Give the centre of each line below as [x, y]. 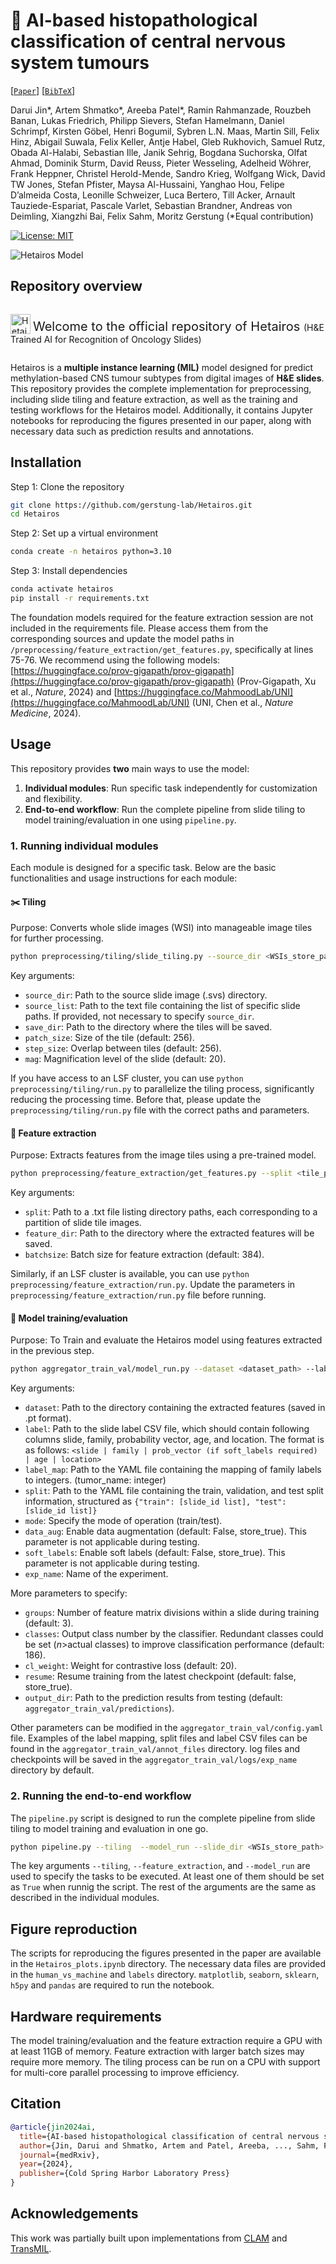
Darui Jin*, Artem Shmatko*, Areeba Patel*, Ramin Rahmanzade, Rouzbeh [161, 110]
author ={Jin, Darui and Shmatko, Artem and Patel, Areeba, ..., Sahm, [169, 2145]
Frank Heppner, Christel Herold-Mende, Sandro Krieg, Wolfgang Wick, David [168, 173]
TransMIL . [31, 2248]
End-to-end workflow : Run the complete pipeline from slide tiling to [165, 809]
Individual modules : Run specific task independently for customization [171, 788]
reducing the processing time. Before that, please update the [136, 1100]
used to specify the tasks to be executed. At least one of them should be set [167, 1876]
